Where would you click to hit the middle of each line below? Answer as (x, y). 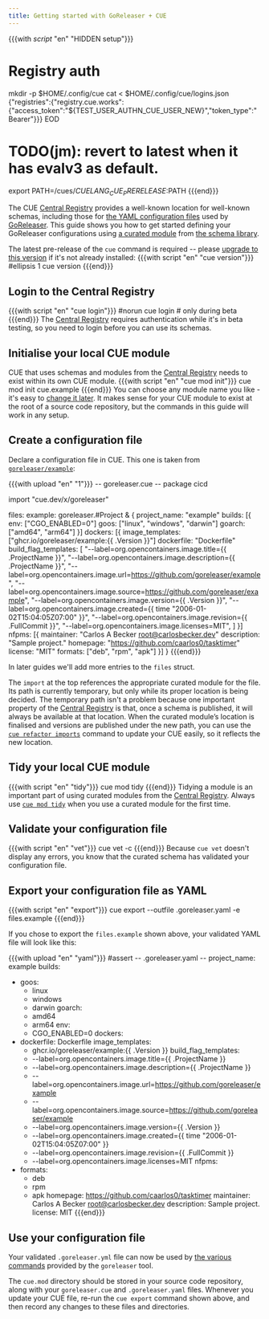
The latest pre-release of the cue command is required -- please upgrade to (133, 249)
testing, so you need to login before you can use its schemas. (110, 328)
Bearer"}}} (26, 119)
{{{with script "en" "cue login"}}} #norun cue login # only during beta (123, 311)
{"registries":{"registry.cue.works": (66, 102)
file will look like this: (43, 942)
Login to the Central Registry (82, 291)
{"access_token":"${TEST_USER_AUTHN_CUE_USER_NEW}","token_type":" (133, 110)
